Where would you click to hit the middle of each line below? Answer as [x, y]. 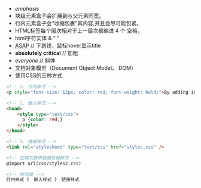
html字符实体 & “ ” [37, 38]
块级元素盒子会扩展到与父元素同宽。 [60, 16]
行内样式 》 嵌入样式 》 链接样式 [43, 180]
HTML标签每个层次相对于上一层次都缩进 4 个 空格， [79, 30]
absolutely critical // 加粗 [46, 53]
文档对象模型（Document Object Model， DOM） [75, 68]
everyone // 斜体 [35, 60]
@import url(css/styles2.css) [44, 164]
